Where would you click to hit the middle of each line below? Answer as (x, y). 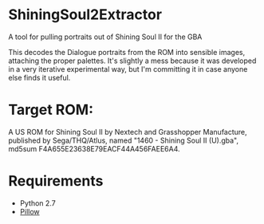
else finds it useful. (39, 77)
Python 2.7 (37, 203)
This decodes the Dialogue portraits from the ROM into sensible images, (127, 52)
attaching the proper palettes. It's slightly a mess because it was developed (132, 61)
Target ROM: (51, 110)
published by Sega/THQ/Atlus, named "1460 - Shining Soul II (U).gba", (124, 140)
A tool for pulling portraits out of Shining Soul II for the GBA (105, 37)
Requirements (56, 181)
